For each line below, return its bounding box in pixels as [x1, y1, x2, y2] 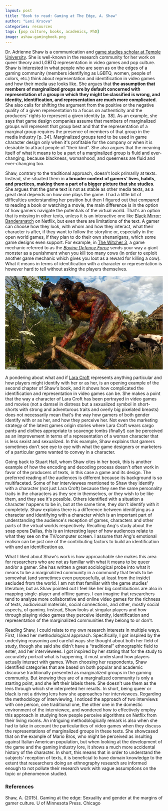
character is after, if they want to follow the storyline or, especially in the [5, 229, 154, 235]
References [5, 783, 34, 790]
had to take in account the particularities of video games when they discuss [5, 723, 161, 729]
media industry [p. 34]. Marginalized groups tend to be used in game [5, 134, 147, 140]
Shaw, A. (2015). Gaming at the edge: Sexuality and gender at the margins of [5, 794, 163, 800]
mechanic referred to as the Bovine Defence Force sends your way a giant [5, 245, 158, 250]
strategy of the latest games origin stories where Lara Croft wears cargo [5, 423, 154, 429]
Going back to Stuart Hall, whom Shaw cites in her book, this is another [5, 459, 152, 465]
